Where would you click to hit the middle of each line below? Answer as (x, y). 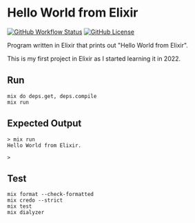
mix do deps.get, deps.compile (52, 96)
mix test (20, 206)
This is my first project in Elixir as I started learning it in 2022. (94, 58)
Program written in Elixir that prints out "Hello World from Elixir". (97, 45)
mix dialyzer (26, 213)
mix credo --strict (35, 201)
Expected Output (44, 123)
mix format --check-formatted (51, 195)
